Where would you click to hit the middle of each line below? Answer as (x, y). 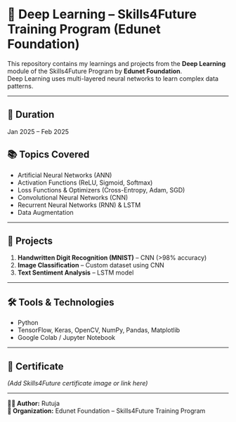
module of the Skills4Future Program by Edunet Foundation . (95, 71)
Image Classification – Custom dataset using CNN (91, 265)
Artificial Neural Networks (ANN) (65, 175)
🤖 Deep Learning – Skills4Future (102, 14)
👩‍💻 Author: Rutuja (34, 403)
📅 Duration (31, 115)
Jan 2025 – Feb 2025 (38, 131)
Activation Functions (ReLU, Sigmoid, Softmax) (85, 183)
